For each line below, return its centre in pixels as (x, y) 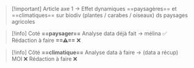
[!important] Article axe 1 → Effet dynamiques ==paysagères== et (94, 9)
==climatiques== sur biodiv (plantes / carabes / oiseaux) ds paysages (100, 15)
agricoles (23, 22)
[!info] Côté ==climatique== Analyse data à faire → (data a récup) (95, 52)
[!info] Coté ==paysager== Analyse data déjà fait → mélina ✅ (89, 33)
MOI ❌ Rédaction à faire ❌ (44, 59)
